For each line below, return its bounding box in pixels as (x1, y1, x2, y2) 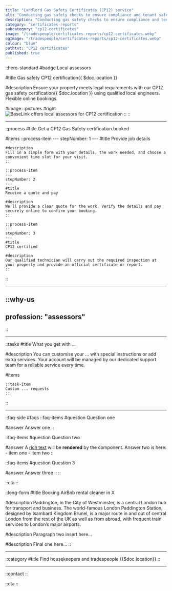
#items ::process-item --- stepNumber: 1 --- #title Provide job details (5, 135, 150, 142)
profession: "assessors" (5, 312, 85, 321)
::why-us (5, 295, 35, 304)
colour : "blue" (5, 41, 38, 46)
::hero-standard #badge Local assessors (5, 65, 91, 71)
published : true (5, 50, 40, 55)
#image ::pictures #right (5, 105, 56, 111)
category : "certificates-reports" (5, 22, 79, 27)
